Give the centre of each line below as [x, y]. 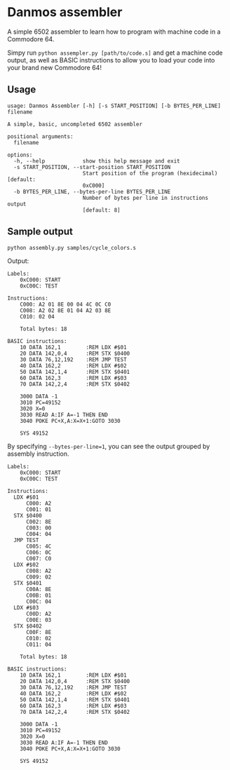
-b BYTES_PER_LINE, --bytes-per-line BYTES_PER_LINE [92, 191]
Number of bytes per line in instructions [146, 198]
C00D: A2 [39, 614]
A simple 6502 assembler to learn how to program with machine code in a [114, 32]
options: [20, 155]
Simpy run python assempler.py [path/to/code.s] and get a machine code [115, 53]
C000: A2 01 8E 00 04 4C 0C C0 [66, 304]
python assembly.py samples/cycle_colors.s [72, 248]
